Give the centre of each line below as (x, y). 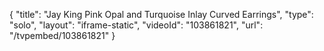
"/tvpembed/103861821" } (62, 35)
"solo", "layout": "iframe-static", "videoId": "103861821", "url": (136, 25)
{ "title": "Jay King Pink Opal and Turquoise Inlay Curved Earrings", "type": (161, 14)
